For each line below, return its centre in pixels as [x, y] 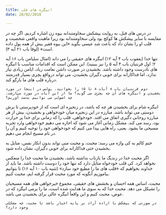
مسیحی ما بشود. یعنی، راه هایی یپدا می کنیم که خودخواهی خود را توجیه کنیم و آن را [82, 128]
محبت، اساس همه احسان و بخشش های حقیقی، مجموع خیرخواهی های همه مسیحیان [83, 183]
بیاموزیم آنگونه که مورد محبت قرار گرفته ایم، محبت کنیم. [58, 173]
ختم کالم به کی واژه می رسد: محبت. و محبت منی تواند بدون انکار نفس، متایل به [79, 143]
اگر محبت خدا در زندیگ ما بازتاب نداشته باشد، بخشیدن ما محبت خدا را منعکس [77, 158]
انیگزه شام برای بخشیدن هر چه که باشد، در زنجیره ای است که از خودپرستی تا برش [82, 107]
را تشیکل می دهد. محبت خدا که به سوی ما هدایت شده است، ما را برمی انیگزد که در [83, 188]
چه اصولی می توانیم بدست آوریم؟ [39, 98]
